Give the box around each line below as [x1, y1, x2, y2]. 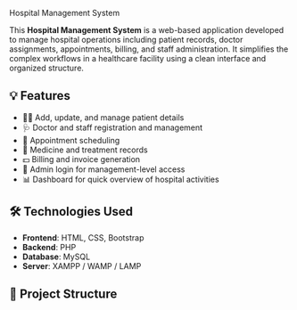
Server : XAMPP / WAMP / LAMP [21, 260, 142, 271]
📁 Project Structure [9, 287, 118, 302]
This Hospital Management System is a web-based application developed [9, 25, 285, 35]
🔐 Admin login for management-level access [21, 164, 186, 175]
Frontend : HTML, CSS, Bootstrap [21, 232, 144, 243]
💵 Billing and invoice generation [21, 153, 141, 164]
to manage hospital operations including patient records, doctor [9, 35, 243, 45]
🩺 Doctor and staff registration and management [21, 122, 203, 133]
